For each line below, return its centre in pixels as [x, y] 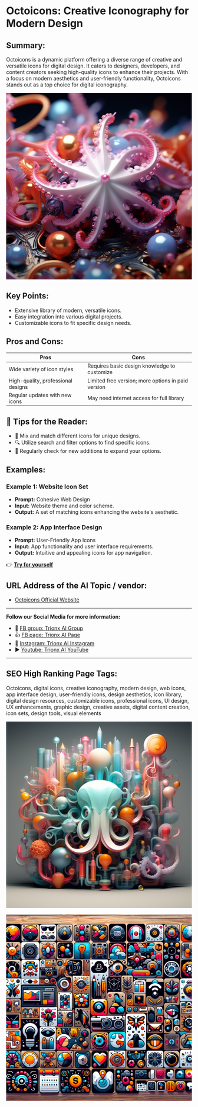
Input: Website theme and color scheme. [64, 506]
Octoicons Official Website [47, 600]
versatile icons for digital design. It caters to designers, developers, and [93, 66]
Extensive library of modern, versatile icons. [68, 310]
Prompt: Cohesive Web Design [52, 499]
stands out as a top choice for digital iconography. [67, 85]
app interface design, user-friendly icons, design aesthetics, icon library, [94, 694]
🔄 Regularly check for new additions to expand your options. [88, 451]
